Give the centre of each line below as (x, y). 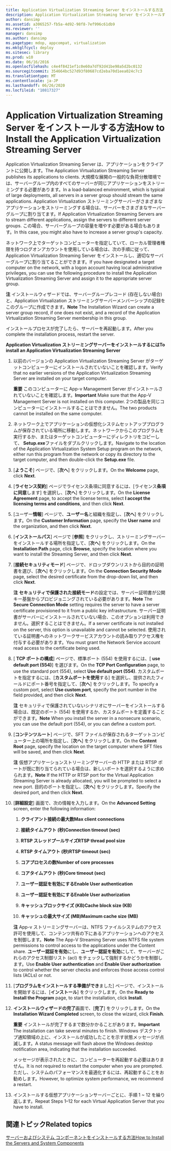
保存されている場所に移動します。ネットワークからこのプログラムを (93, 431)
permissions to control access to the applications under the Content (84, 945)
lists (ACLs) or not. (32, 975)
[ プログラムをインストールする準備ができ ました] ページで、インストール (89, 986)
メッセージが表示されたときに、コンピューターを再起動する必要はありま (89, 1060)
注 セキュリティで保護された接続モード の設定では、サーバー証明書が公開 (89, 593)
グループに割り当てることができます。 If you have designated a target (82, 262)
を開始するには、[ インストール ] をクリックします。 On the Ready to (83, 992)
